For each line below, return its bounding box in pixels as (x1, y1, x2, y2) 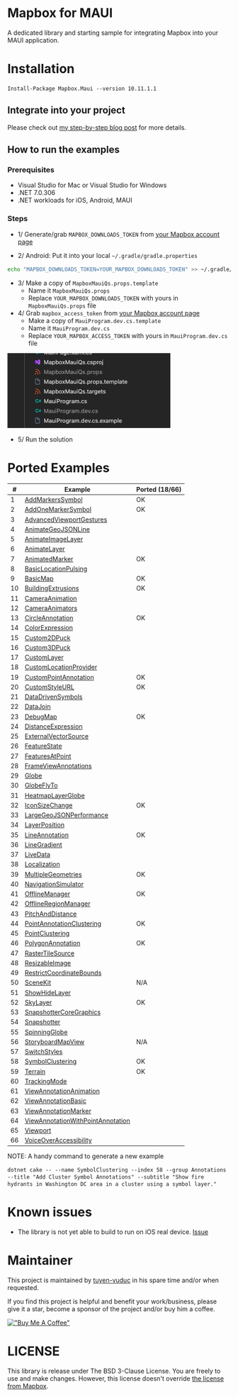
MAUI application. (7, 35, 59, 44)
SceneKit (24, 978, 52, 987)
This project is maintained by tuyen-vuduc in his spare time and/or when (7, 1276, 220, 1284)
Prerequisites (7, 165, 55, 174)
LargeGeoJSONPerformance (24, 811, 108, 819)
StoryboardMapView (24, 1037, 85, 1046)
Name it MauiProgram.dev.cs (28, 324, 110, 332)
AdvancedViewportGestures (24, 515, 108, 524)
